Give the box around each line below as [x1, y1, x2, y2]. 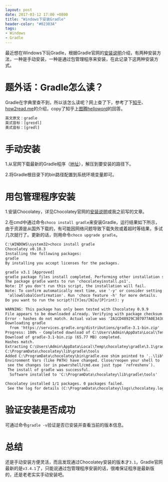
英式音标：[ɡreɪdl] [5, 120, 42, 126]
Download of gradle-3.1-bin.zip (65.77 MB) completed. [5, 335, 122, 340]
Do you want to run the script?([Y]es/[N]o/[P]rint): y [5, 297, 124, 303]
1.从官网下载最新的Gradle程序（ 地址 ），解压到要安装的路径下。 [5, 161, 134, 167]
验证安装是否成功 [5, 404, 76, 416]
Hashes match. [5, 339, 35, 344]
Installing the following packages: [5, 252, 81, 257]
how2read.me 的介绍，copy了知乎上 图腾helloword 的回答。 [5, 105, 125, 111]
